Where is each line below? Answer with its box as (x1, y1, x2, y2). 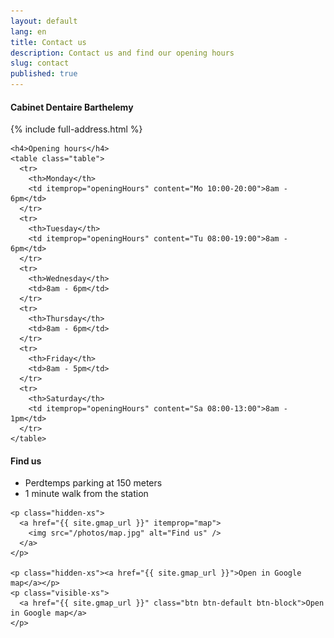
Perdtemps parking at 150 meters (24, 477, 163, 489)
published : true (10, 69, 78, 79)
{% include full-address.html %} (10, 123, 143, 135)
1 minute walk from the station (24, 488, 149, 500)
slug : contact (10, 58, 70, 69)
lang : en (10, 26, 47, 37)
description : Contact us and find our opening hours (10, 48, 235, 58)
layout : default (10, 16, 78, 26)
